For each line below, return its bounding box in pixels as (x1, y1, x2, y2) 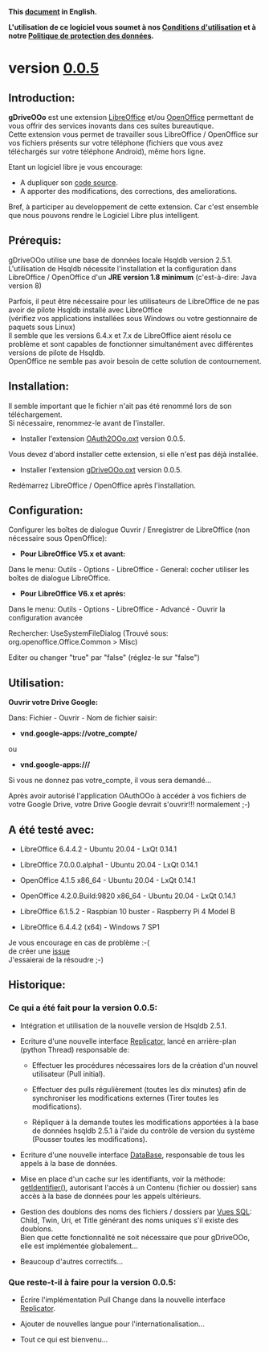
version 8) (8, 281, 43, 291)
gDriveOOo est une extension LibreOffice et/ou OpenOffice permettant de (8, 113, 255, 122)
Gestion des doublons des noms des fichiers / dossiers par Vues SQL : (19, 1206, 252, 1216)
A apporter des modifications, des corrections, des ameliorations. (19, 187, 238, 196)
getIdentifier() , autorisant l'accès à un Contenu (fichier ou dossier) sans (19, 1182, 257, 1192)
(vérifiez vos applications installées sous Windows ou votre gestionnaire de (8, 313, 258, 323)
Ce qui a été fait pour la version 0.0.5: (8, 1002, 158, 1013)
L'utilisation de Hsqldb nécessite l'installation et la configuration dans (8, 263, 237, 273)
